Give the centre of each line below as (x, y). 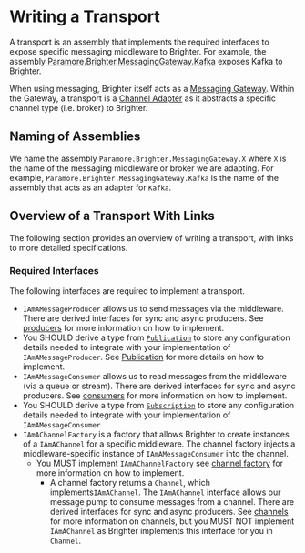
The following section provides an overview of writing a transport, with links (152, 237)
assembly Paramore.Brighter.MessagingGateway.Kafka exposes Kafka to (146, 61)
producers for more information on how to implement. (123, 327)
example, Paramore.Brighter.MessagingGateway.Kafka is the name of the (144, 177)
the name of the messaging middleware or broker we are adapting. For (142, 168)
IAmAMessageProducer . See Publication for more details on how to (143, 357)
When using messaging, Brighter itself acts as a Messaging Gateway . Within (152, 88)
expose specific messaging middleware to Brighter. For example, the (138, 51)
